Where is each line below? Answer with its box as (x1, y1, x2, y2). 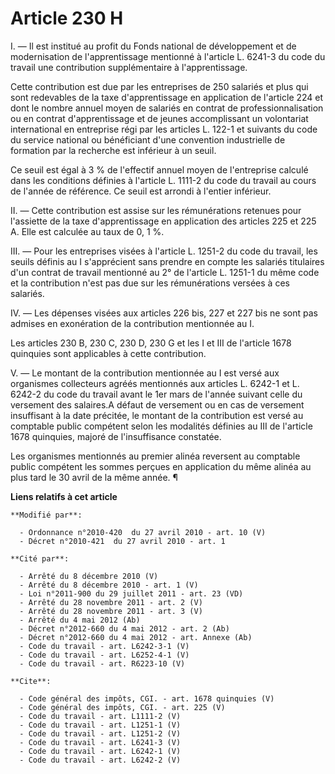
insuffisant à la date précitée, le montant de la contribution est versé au (10, 409, 304, 421)
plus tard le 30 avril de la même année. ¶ (10, 471, 178, 483)
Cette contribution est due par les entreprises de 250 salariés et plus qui (10, 80, 309, 92)
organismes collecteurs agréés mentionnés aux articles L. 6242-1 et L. (10, 377, 300, 389)
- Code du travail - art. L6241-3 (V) (19, 737, 182, 747)
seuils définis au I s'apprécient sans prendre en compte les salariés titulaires (10, 255, 325, 267)
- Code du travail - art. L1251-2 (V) (19, 728, 182, 739)
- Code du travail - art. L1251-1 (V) (19, 720, 182, 730)
